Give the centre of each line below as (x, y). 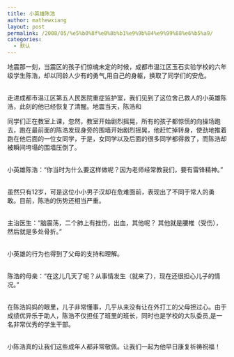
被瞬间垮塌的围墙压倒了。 (44, 147)
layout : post (26, 26)
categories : (24, 40)
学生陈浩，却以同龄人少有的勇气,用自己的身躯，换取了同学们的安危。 (112, 75)
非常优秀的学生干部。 (44, 324)
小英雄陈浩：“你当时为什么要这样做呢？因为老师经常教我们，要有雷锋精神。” (115, 169)
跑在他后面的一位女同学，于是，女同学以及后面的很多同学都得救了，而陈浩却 (117, 139)
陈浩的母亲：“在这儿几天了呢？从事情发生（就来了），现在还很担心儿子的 (111, 276)
